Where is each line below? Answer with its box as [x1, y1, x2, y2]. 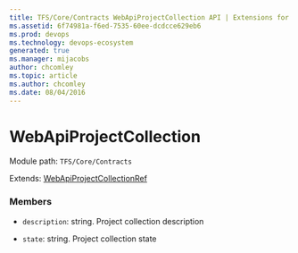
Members [9, 196, 52, 208]
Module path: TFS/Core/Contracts [9, 156, 132, 166]
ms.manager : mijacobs [9, 55, 90, 63]
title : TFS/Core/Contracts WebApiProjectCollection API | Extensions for [9, 13, 290, 22]
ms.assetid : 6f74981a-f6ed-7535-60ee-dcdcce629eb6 [9, 21, 202, 30]
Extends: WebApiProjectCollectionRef [9, 173, 147, 184]
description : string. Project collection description [21, 215, 204, 226]
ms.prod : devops [9, 30, 70, 38]
